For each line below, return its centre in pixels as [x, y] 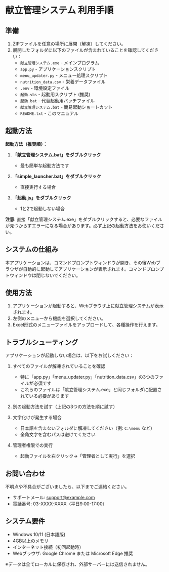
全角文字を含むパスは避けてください [58, 435]
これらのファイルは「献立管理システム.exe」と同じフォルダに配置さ [91, 390]
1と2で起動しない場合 [42, 209]
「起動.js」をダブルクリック [42, 197]
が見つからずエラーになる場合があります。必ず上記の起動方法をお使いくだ [83, 225]
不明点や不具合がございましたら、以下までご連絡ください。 [67, 487]
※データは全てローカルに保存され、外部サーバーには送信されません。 [78, 564]
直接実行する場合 [38, 187]
